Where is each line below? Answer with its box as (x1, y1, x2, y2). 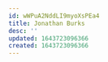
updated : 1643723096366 (8, 34, 89, 43)
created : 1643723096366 (8, 42, 89, 50)
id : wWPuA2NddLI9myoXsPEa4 (8, 11, 100, 20)
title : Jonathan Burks (8, 19, 85, 27)
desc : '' (8, 27, 38, 35)
